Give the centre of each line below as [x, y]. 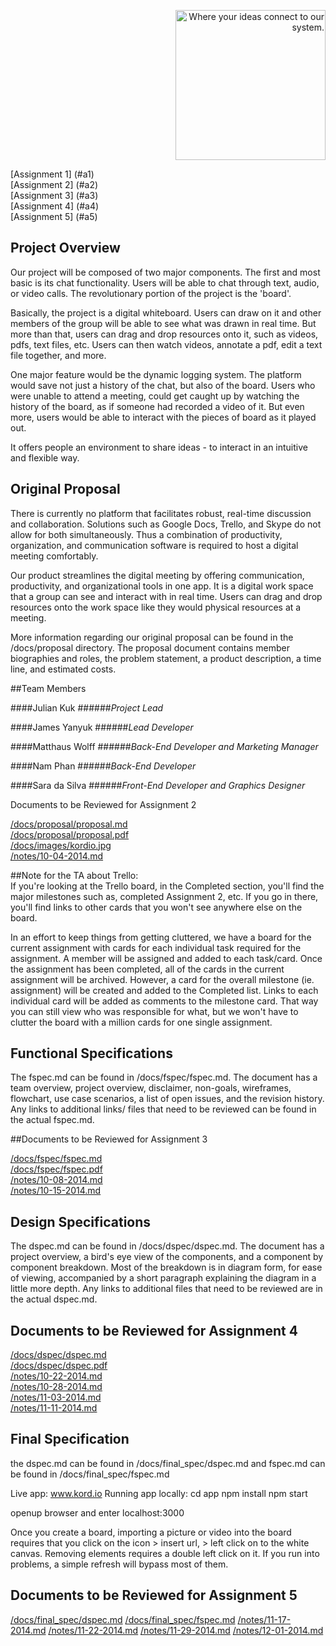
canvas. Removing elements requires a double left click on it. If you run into [165, 1553]
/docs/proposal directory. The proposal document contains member [150, 647]
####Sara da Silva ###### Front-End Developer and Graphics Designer [158, 785]
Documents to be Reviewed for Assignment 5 [154, 1595]
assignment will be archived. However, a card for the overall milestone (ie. [162, 979]
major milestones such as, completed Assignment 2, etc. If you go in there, [164, 896]
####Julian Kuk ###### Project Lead [87, 707]
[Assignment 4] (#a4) [55, 206]
